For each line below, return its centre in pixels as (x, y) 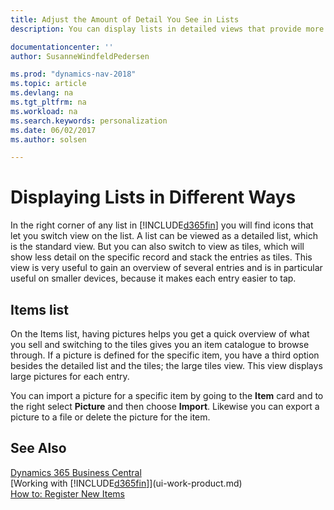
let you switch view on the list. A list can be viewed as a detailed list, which (164, 236)
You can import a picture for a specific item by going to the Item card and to (167, 395)
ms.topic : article (48, 84)
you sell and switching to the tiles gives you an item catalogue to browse (160, 344)
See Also (38, 448)
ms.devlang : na (42, 93)
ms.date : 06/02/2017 (53, 130)
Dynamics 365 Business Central (76, 472)
